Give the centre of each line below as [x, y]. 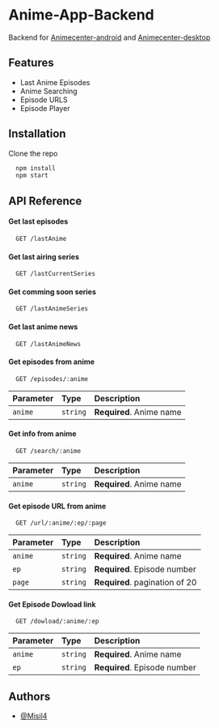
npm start [32, 176]
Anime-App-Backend [82, 15]
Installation [37, 134]
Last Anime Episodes [55, 82]
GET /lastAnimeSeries [52, 309]
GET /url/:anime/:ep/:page [61, 523]
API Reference [45, 201]
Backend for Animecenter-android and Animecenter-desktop [109, 37]
